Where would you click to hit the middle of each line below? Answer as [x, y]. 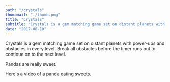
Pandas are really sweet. [31, 64]
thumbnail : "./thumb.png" [33, 15]
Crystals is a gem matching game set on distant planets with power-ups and [85, 43]
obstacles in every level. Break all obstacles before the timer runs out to [80, 49]
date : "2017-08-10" [26, 29]
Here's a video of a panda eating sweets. [48, 74]
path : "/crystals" [25, 10]
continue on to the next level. [36, 54]
